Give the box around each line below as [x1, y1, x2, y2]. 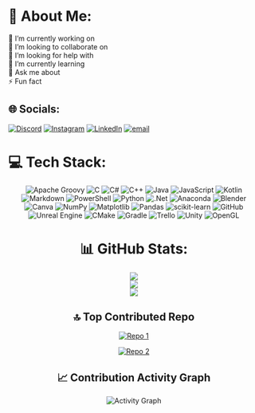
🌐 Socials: [8, 103, 61, 116]
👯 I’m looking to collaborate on [8, 41, 108, 51]
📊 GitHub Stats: [79, 239, 189, 258]
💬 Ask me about [8, 67, 61, 77]
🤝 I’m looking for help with [8, 50, 94, 60]
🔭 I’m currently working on [8, 33, 96, 43]
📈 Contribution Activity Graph [57, 371, 211, 384]
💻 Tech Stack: [8, 153, 107, 171]
